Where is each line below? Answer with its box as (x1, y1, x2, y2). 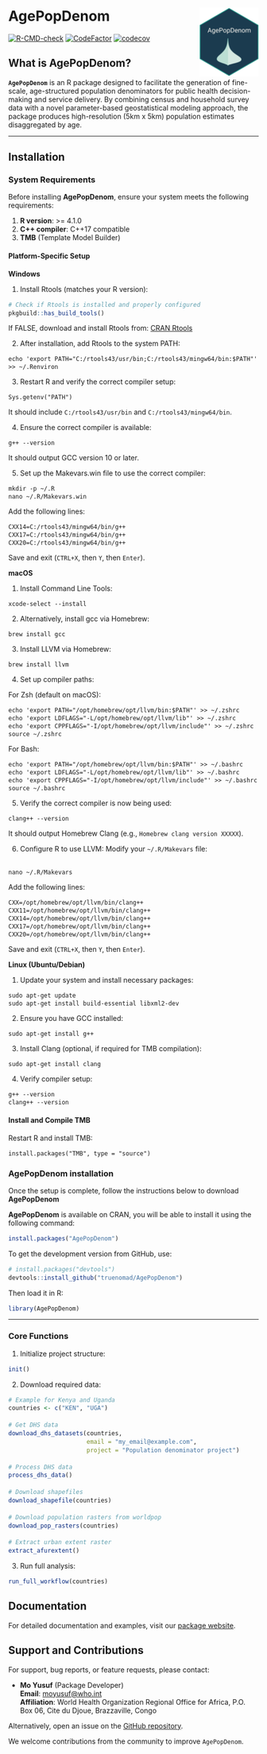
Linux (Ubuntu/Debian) (8, 960, 86, 969)
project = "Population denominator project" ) (86, 1446, 240, 1454)
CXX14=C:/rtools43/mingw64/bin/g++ (8, 523, 126, 531)
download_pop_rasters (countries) (8, 1522, 119, 1530)
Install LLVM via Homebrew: (19, 644, 111, 654)
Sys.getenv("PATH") (8, 394, 73, 402)
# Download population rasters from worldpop (8, 1513, 161, 1521)
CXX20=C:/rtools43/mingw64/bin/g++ (8, 539, 126, 547)
